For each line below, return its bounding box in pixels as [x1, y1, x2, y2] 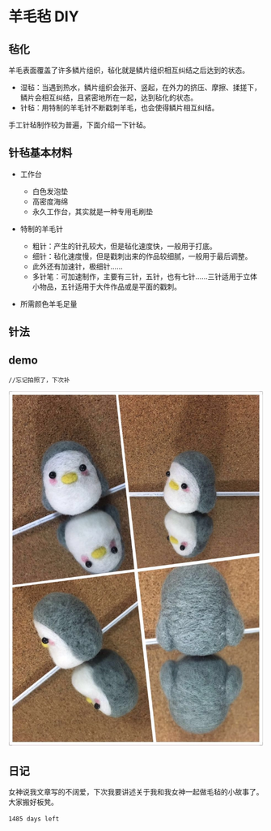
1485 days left [8, 815, 60, 824]
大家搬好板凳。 [8, 797, 58, 807]
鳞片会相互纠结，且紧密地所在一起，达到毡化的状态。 [19, 93, 198, 102]
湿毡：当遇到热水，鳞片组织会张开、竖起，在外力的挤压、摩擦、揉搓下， [19, 83, 261, 92]
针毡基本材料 [8, 146, 73, 160]
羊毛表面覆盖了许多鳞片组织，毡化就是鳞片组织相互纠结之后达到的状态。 [8, 66, 249, 75]
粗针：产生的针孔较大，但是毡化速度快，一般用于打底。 [32, 241, 217, 251]
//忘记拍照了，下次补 [8, 377, 70, 385]
